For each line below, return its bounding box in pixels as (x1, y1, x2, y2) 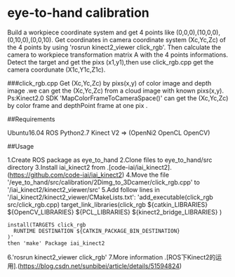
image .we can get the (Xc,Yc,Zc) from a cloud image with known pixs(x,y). (7, 86, 224, 95)
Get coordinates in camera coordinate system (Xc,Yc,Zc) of (55, 35, 226, 43)
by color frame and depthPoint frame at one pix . (7, 101, 148, 109)
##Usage (7, 142, 34, 150)
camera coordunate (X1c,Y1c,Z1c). (7, 65, 106, 74)
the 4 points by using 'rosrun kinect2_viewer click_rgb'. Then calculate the (7, 43, 222, 51)
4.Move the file (126, 170, 170, 179)
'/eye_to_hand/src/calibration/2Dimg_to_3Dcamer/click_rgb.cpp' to (7, 177, 200, 187)
